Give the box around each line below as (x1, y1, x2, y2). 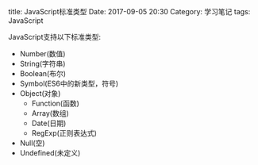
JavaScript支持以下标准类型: (8, 33, 102, 41)
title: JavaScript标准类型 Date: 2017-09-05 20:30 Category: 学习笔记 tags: (8, 7, 251, 16)
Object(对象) (19, 89, 61, 98)
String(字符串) (19, 59, 66, 68)
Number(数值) (19, 49, 66, 58)
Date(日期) (31, 118, 67, 128)
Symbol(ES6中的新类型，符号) (19, 79, 119, 88)
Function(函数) (31, 98, 79, 108)
